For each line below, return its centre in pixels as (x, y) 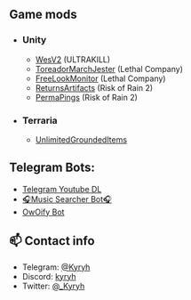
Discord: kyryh (49, 276)
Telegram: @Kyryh (56, 267)
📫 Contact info (52, 241)
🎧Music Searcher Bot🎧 (67, 199)
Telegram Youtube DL (62, 189)
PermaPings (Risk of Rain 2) (86, 97)
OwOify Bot (43, 212)
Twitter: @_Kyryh (53, 286)
